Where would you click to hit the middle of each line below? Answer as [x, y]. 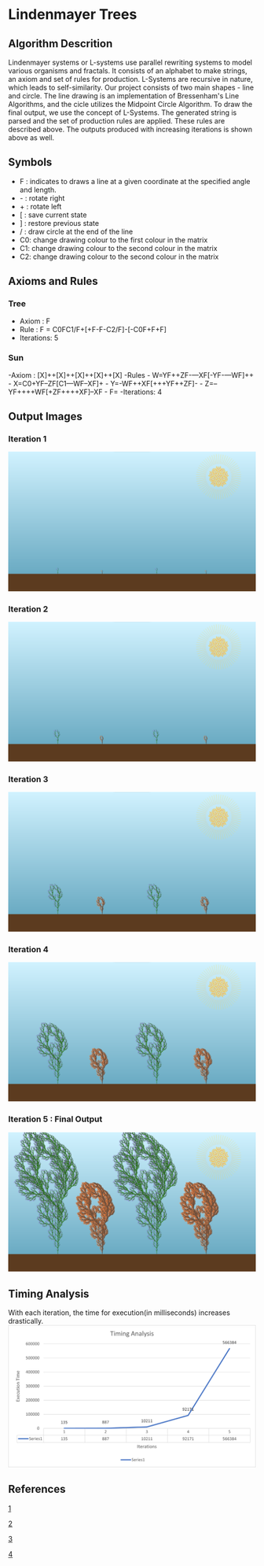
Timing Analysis [49, 1293]
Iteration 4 [28, 949]
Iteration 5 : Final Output [55, 1119]
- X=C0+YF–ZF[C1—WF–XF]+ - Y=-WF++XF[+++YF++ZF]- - [106, 383]
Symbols [30, 163]
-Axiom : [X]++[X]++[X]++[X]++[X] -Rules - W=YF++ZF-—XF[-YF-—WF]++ [131, 375]
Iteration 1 [27, 439]
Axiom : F [35, 321]
